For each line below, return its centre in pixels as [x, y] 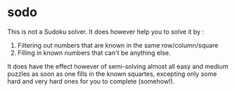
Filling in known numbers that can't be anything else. [94, 53]
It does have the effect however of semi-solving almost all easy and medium [118, 66]
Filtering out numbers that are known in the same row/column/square [118, 45]
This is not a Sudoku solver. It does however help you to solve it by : [106, 32]
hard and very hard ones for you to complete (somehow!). [91, 81]
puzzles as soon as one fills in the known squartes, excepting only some [112, 74]
